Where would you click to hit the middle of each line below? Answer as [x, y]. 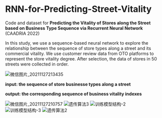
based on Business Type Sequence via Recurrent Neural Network [74, 28]
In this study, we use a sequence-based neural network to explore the [77, 43]
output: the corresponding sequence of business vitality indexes [74, 94]
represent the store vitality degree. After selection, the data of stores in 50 [81, 59]
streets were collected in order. [37, 64]
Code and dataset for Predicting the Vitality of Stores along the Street [78, 23]
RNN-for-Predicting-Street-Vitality [79, 9]
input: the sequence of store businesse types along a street [68, 84]
